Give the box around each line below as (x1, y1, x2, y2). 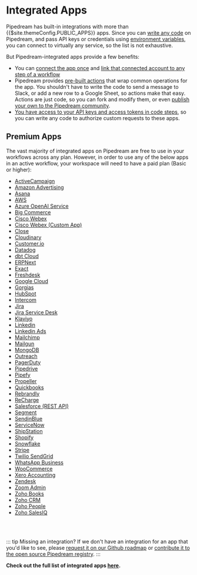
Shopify (14, 434, 34, 441)
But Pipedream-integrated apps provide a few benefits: (6, 53, 140, 60)
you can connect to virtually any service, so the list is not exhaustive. (6, 42, 173, 49)
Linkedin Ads (14, 327, 46, 334)
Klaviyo (14, 315, 33, 322)
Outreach (14, 353, 38, 360)
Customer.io (14, 240, 45, 247)
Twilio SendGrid (14, 453, 54, 460)
